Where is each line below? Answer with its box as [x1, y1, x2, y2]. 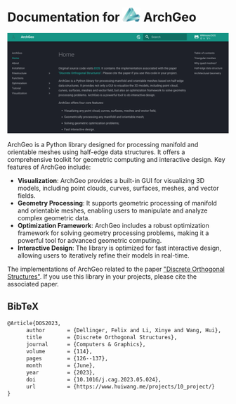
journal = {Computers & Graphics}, [25, 341, 146, 348]
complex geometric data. [17, 214, 90, 222]
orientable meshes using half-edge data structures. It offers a [7, 148, 185, 156]
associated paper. [7, 280, 60, 289]
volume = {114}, [25, 348, 93, 355]
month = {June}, [25, 362, 96, 370]
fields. [17, 191, 36, 200]
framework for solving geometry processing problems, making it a [17, 229, 209, 237]
